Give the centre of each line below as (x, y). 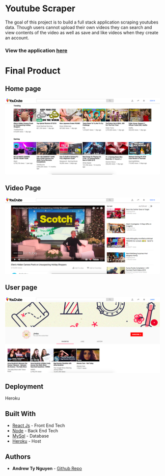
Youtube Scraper (40, 9)
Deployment (24, 386)
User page (21, 288)
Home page (23, 89)
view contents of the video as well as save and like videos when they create (82, 32)
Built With (20, 413)
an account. (17, 38)
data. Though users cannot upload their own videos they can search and (79, 27)
